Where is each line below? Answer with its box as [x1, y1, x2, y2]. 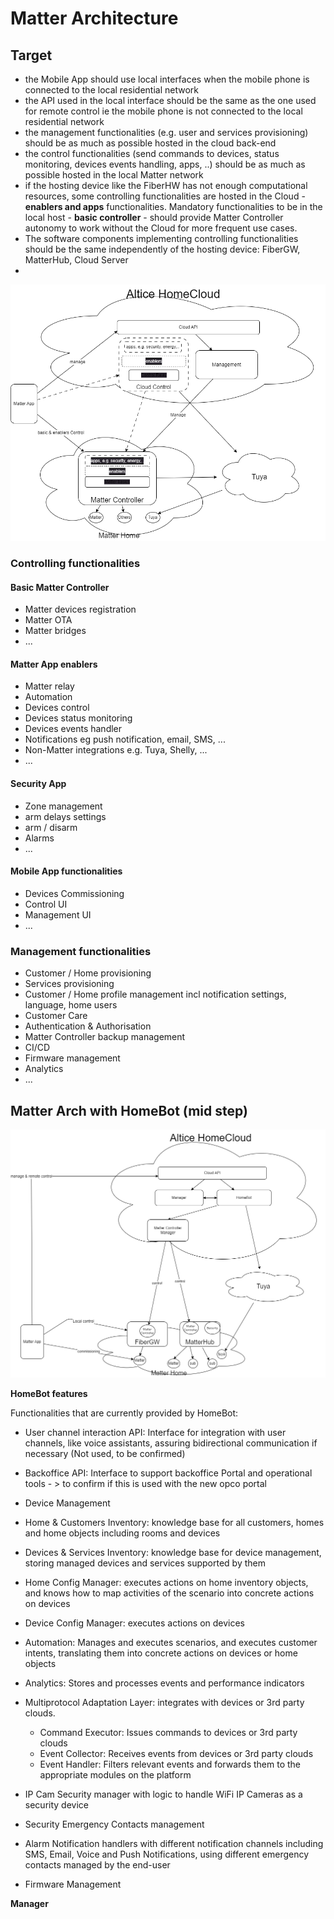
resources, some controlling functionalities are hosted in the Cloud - [24, 190, 306, 202]
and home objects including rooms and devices [24, 1527, 221, 1539]
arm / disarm [24, 821, 78, 833]
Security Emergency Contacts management [24, 1818, 205, 1830]
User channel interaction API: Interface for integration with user [24, 1426, 287, 1438]
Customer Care [24, 1010, 88, 1022]
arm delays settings [24, 810, 107, 822]
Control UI [24, 898, 68, 910]
